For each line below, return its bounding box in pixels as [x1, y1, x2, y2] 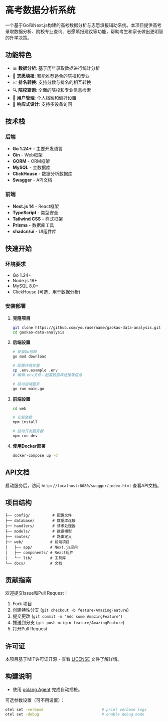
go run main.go [12, 386, 45, 391]
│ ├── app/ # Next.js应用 [5, 545, 78, 550]
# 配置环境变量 [12, 363, 40, 369]
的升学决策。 [5, 35, 32, 41]
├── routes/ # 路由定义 [5, 534, 72, 539]
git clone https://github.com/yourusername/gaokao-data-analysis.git [12, 325, 161, 330]
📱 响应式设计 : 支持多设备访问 [12, 101, 72, 107]
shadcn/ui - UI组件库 [12, 228, 57, 234]
